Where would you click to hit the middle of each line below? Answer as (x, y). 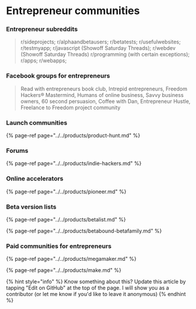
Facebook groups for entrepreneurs (58, 76)
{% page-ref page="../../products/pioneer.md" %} (66, 192)
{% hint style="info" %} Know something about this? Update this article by (96, 282)
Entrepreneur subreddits (42, 29)
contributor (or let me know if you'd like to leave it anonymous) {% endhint (96, 294)
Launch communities (37, 123)
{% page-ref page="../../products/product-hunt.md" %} (73, 136)
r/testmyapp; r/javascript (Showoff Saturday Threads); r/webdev (98, 48)
